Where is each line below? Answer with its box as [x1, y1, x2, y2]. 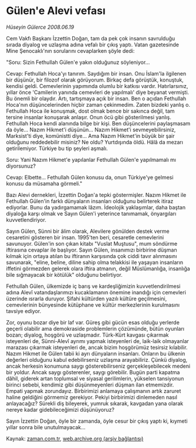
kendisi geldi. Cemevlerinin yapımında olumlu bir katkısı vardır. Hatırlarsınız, [6, 82, 188, 89]
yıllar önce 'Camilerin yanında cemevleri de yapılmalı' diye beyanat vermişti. [6, 89, 190, 96]
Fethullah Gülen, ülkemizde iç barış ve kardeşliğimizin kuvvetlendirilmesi [6, 283, 181, 290]
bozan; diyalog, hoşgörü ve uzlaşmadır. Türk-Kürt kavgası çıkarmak [6, 331, 169, 338]
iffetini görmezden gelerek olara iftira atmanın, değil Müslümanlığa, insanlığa [6, 265, 191, 272]
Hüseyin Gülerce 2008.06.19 [6, 23, 75, 30]
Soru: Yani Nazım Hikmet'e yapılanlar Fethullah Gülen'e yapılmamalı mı [6, 156, 176, 163]
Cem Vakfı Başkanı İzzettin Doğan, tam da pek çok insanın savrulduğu [6, 35, 175, 42]
